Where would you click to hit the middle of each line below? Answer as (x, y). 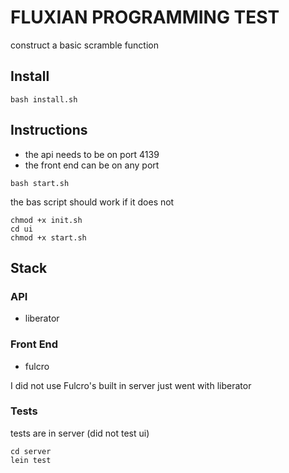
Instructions (49, 130)
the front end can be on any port (92, 165)
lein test (31, 460)
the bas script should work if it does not (92, 202)
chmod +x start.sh (48, 237)
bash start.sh (40, 183)
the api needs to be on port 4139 (92, 154)
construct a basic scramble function (84, 45)
